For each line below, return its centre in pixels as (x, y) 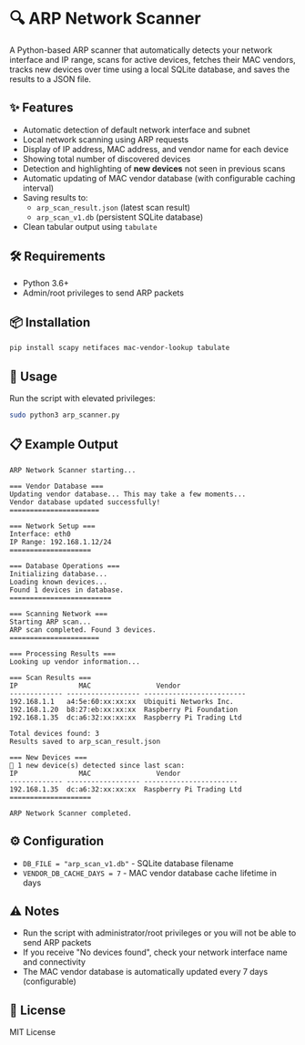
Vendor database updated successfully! (85, 502)
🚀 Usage (33, 376)
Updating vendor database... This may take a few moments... (128, 494)
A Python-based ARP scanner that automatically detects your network (141, 50)
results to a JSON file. (51, 78)
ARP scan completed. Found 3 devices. (83, 630)
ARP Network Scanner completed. (71, 813)
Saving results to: (55, 197)
